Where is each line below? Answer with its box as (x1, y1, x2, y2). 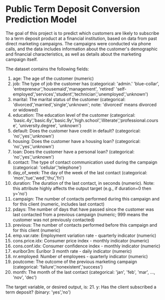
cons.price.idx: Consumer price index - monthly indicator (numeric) (12, 237, 149, 243)
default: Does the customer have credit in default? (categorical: (12, 128, 141, 133)
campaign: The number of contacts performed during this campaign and (12, 196, 160, 201)
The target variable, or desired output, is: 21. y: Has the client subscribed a (5, 284, 157, 290)
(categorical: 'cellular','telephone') (12, 164, 82, 170)
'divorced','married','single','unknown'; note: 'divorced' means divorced (12, 101, 157, 107)
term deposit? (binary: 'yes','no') (5, 289, 71, 295)
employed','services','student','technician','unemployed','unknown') (12, 91, 149, 97)
